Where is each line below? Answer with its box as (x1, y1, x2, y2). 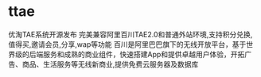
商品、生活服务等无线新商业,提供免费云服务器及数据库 (21, 59, 199, 69)
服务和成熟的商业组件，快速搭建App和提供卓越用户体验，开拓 (42, 49, 245, 59)
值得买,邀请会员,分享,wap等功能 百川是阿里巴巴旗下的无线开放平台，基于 (8, 39, 247, 49)
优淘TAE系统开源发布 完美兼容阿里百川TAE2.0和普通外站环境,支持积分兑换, (8, 29, 253, 39)
